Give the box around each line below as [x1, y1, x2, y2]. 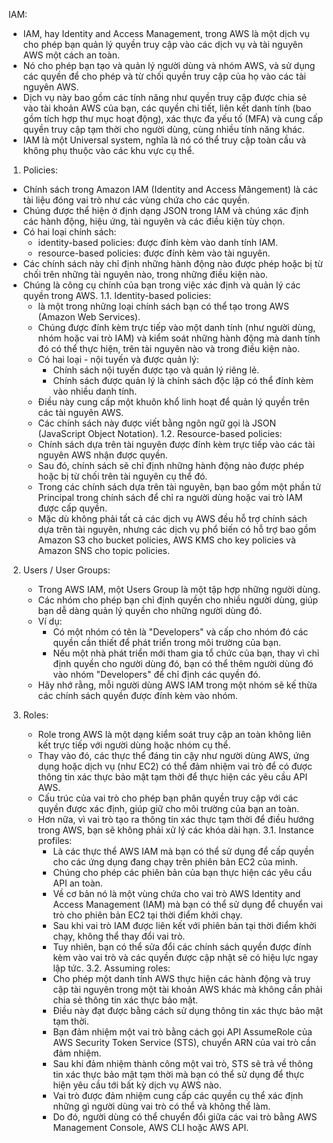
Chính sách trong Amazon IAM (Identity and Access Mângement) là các [22, 184, 319, 195]
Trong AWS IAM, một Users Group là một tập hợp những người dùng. [37, 584, 321, 595]
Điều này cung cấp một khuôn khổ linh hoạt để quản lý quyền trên [37, 396, 310, 408]
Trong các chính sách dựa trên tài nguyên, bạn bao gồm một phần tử [37, 481, 321, 493]
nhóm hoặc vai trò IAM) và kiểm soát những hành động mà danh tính [37, 332, 321, 344]
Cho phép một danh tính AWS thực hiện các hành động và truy [52, 973, 311, 984]
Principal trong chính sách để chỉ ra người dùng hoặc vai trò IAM [37, 492, 303, 503]
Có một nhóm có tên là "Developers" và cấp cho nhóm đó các [52, 626, 309, 638]
